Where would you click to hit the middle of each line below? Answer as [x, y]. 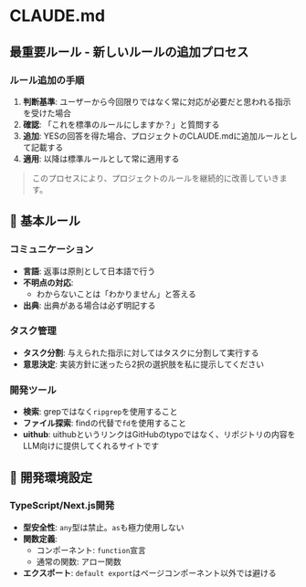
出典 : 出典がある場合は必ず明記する [89, 305]
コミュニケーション [52, 249]
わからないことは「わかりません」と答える [116, 294]
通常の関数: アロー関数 [79, 561]
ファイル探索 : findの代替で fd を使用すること [105, 423]
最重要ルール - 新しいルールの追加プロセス [129, 52]
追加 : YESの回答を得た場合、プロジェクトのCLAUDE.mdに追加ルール [152, 136]
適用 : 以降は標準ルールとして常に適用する [101, 158]
